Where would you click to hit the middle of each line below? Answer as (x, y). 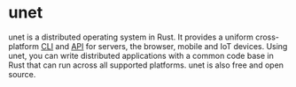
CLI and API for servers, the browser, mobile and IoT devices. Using (164, 46)
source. (22, 74)
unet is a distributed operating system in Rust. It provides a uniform (131, 37)
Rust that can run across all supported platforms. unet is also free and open (146, 65)
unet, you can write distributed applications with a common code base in (141, 55)
